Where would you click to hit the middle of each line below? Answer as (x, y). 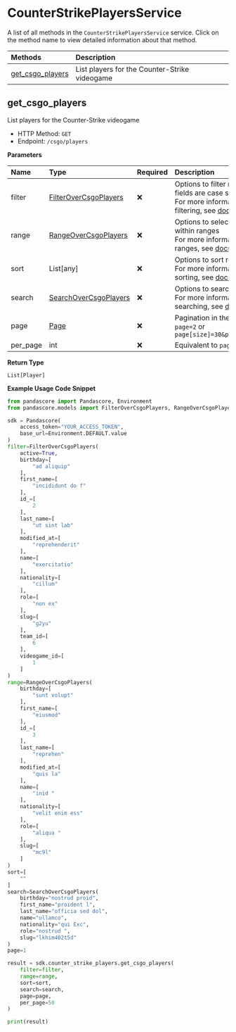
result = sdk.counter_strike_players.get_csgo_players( (91, 963)
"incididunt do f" (59, 486)
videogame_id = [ (42, 656)
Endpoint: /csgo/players (53, 141)
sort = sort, (36, 983)
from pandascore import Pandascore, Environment (80, 401)
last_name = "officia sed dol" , (64, 912)
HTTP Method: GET (44, 133)
